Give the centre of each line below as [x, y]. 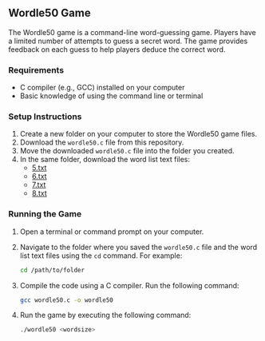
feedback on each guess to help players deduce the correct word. [117, 49]
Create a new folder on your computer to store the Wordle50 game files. [138, 134]
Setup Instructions [45, 117]
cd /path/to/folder [52, 270]
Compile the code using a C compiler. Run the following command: [129, 285]
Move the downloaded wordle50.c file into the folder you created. [127, 151]
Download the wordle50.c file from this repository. [102, 142]
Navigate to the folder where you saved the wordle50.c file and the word [138, 247]
